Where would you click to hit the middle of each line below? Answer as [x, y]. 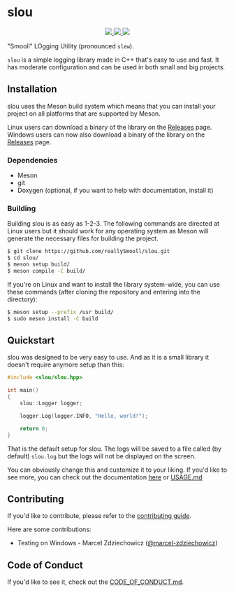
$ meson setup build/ [39, 265]
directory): [22, 299]
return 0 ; [34, 428]
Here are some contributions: [49, 529]
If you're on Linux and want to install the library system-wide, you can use [114, 284]
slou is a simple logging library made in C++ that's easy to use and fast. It [113, 60]
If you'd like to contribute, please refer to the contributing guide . [100, 516]
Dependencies [32, 160]
